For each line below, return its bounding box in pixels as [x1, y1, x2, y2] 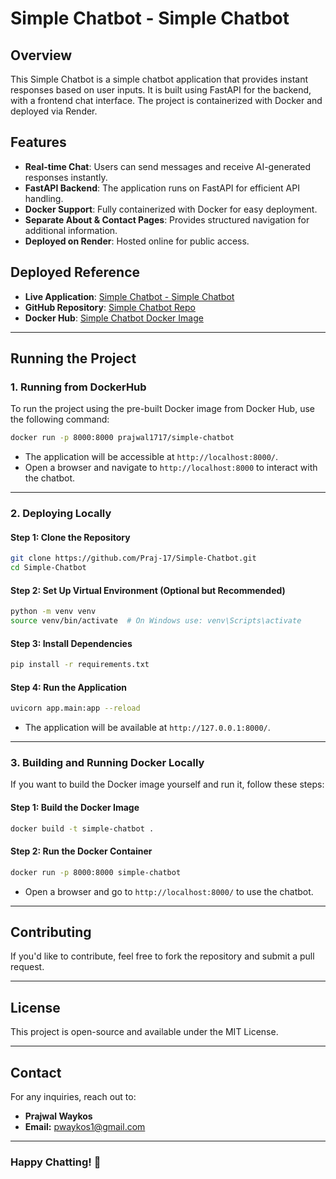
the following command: [10, 413, 110, 426]
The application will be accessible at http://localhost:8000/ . [24, 451, 278, 463]
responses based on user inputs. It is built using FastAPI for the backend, [10, 84, 312, 96]
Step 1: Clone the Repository [10, 531, 131, 543]
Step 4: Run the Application [10, 681, 127, 693]
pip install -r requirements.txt [10, 660, 150, 670]
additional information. [24, 224, 118, 236]
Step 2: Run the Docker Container [10, 845, 153, 857]
